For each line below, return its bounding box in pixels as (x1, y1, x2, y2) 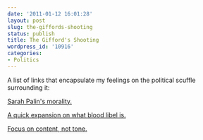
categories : (7, 50, 42, 57)
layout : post (7, 17, 46, 24)
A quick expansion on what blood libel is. (7, 110, 126, 119)
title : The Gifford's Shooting (7, 37, 99, 44)
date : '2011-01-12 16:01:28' (7, 10, 93, 18)
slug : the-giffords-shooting (7, 23, 93, 30)
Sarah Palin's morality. (7, 97, 73, 105)
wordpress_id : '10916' (7, 43, 74, 50)
